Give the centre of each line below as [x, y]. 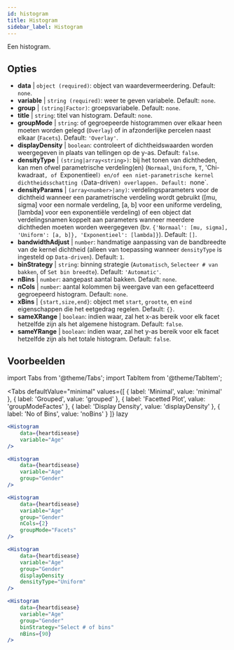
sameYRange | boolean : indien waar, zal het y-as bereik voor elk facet [118, 332]
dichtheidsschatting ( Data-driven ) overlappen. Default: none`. [113, 182]
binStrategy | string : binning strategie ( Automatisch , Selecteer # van [118, 264]
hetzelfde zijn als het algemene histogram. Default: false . [100, 324]
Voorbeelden [36, 361]
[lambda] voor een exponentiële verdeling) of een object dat [104, 212]
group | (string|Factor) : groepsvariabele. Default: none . [99, 108]
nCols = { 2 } [34, 524]
